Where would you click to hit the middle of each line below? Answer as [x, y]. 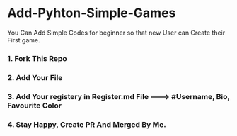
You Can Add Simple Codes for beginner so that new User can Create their [116, 33]
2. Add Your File [35, 77]
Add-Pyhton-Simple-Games [92, 13]
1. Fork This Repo [37, 58]
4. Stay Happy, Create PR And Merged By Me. [87, 124]
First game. [24, 40]
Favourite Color [35, 106]
